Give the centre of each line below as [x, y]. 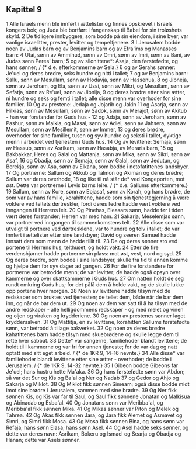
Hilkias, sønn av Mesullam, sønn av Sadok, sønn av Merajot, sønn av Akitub [97, 110]
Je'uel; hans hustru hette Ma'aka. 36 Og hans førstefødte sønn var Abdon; [95, 371]
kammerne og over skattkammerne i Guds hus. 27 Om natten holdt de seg [95, 278]
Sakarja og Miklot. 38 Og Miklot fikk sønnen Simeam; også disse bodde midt [98, 384]
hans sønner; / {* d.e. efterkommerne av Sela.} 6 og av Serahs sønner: [91, 67]
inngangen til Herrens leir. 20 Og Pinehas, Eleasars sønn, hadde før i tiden [95, 210]
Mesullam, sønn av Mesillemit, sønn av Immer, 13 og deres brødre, [85, 129]
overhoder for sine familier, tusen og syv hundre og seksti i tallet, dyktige [94, 135]
